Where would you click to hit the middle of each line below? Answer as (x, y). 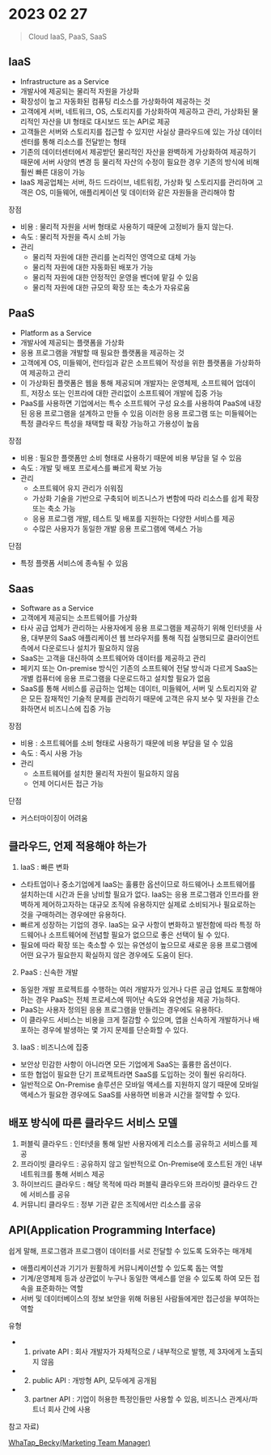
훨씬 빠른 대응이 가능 (53, 172)
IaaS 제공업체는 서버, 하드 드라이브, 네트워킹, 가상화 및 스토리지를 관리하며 (137, 182)
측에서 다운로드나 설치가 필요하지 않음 (80, 648)
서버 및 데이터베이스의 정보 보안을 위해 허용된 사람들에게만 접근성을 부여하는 (140, 1298)
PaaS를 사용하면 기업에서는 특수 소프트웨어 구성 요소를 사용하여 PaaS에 (133, 403)
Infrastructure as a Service (64, 81)
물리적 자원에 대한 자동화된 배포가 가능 (93, 267)
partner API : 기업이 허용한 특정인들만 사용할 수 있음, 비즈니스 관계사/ (142, 1399)
